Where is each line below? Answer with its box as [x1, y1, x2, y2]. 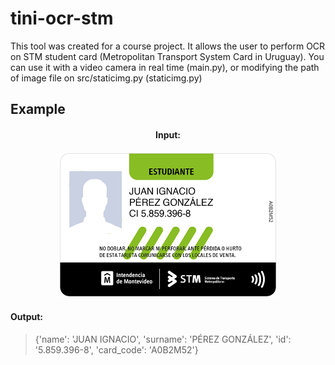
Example [10, 101, 66, 118]
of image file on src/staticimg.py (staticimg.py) [10, 72, 203, 84]
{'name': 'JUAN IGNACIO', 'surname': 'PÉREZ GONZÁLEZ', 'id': [34, 333, 292, 345]
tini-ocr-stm [10, 7, 114, 30]
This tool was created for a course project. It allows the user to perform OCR [10, 40, 326, 52]
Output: [10, 311, 43, 323]
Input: [155, 128, 181, 141]
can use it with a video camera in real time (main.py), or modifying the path [10, 61, 320, 73]
